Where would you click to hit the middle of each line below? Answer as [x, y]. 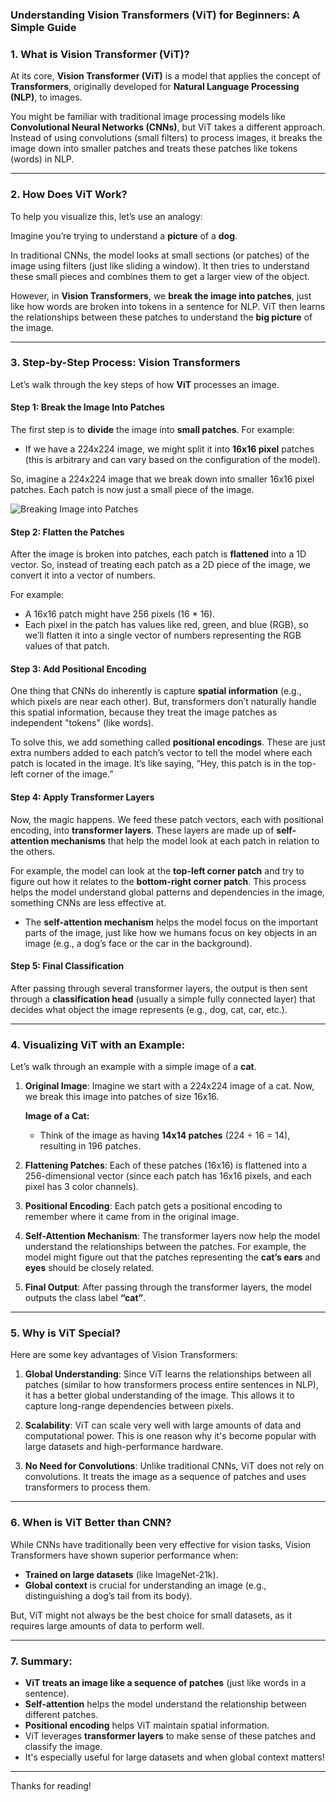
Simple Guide [43, 27]
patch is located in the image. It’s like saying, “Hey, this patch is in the [153, 764]
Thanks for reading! [51, 1786]
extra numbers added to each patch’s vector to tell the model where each [161, 753]
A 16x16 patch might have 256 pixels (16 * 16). [120, 614]
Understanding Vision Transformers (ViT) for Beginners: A [155, 15]
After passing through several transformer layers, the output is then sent [159, 988]
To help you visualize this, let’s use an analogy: [106, 216]
